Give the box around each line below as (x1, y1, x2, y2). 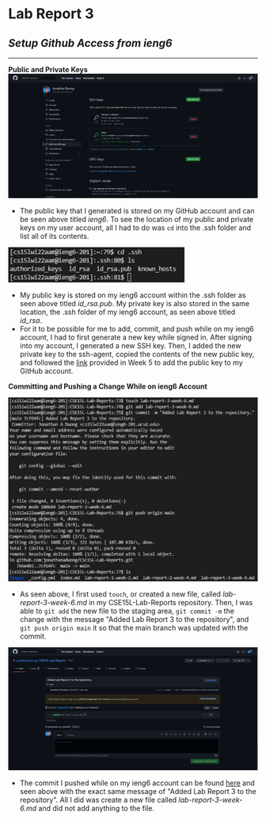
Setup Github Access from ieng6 (8, 36, 173, 50)
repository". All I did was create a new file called (19, 795, 177, 805)
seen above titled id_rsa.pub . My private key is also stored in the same (19, 298, 250, 308)
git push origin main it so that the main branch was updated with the (19, 623, 249, 632)
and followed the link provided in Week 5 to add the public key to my (19, 358, 243, 367)
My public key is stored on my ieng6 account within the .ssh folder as (19, 290, 247, 300)
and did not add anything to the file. (38, 804, 154, 813)
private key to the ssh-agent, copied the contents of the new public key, (19, 349, 255, 359)
